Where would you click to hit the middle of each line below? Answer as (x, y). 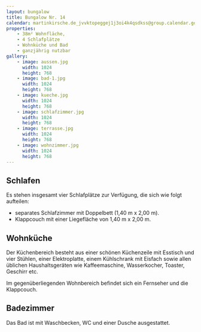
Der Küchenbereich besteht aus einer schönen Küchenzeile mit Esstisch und (100, 252)
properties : (21, 28)
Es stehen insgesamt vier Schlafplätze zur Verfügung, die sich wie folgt (94, 195)
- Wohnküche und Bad (42, 45)
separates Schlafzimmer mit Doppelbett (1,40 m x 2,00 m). (87, 213)
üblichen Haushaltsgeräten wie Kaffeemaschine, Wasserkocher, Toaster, (95, 265)
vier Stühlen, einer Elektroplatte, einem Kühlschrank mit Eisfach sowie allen (99, 259)
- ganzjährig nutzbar (44, 51)
